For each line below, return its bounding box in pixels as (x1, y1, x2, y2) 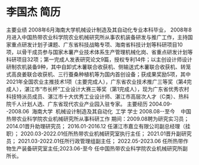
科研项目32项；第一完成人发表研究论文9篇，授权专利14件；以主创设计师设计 (6, 56, 192, 63)
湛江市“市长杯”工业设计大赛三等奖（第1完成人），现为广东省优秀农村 (24, 85, 190, 93)
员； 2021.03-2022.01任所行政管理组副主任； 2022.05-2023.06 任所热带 (6, 137, 184, 144)
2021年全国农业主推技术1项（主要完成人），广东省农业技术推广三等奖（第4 (6, 78, 187, 85)
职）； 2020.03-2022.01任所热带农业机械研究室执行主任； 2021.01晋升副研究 (6, 130, 192, 137)
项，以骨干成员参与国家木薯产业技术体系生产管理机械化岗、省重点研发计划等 (6, 48, 193, 55)
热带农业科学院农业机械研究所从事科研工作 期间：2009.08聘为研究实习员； (6, 115, 190, 122)
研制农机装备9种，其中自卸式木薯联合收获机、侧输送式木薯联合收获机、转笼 (6, 63, 191, 70)
